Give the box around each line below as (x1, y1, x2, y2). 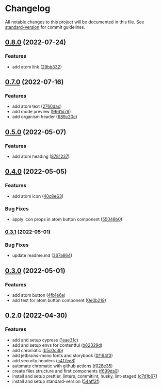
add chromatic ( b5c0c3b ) (12, 347, 64, 353)
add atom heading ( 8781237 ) (12, 153, 70, 159)
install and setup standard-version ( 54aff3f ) (12, 378, 100, 384)
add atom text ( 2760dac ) (12, 103, 62, 109)
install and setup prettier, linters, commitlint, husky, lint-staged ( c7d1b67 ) (12, 373, 158, 379)
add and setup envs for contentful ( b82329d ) (12, 342, 103, 348)
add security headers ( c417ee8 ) (12, 357, 76, 363)
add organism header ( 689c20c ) (12, 114, 78, 119)
